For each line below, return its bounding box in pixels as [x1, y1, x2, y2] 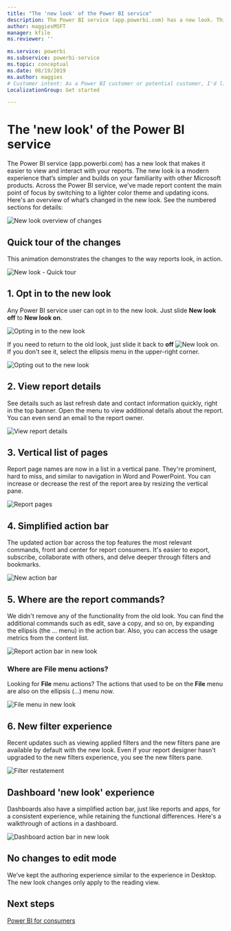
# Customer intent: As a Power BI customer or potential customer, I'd [7, 80, 217, 87]
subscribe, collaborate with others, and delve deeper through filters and [7, 553, 211, 561]
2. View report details [7, 381, 102, 393]
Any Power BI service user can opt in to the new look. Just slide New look [7, 306, 217, 314]
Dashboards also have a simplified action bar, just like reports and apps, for [7, 804, 221, 813]
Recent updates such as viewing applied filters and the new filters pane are [7, 738, 221, 747]
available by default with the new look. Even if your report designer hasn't [7, 746, 216, 754]
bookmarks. [7, 560, 41, 569]
